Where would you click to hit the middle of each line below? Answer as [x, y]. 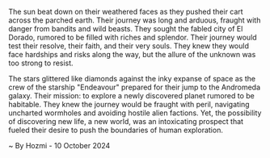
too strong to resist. [41, 63]
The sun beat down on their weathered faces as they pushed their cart [126, 12]
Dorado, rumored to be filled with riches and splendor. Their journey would [133, 37]
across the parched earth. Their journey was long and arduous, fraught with [135, 20]
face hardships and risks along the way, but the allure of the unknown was [132, 54]
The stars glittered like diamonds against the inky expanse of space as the [132, 79]
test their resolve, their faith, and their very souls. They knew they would [129, 46]
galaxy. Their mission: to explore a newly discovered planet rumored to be [131, 96]
